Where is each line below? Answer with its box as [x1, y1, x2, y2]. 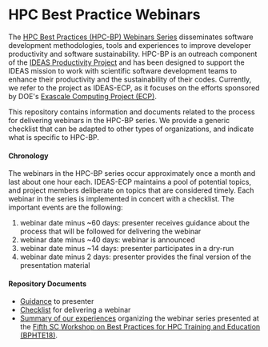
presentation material [19, 261, 90, 270]
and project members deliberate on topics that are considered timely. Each [8, 185, 254, 195]
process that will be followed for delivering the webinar [19, 226, 202, 237]
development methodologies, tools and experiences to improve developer [8, 40, 252, 50]
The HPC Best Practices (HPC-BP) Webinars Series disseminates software [8, 32, 254, 42]
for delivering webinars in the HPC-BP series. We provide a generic [8, 115, 230, 125]
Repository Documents [8, 278, 86, 289]
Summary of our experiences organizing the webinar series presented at [19, 313, 260, 323]
